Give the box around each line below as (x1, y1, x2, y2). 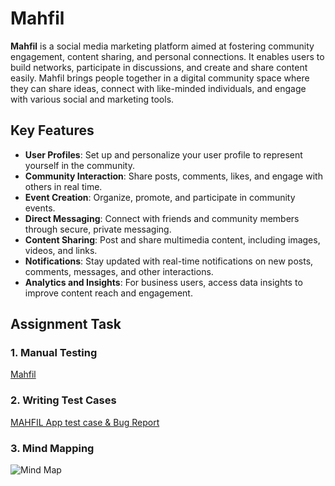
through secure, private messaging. (24, 223, 172, 235)
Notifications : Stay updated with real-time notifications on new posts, (24, 255, 314, 267)
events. (24, 202, 56, 214)
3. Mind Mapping (10, 441, 95, 455)
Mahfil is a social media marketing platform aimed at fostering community (10, 40, 315, 52)
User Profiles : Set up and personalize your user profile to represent (24, 148, 303, 161)
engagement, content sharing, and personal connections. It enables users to (10, 50, 325, 62)
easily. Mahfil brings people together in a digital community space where (10, 72, 310, 84)
